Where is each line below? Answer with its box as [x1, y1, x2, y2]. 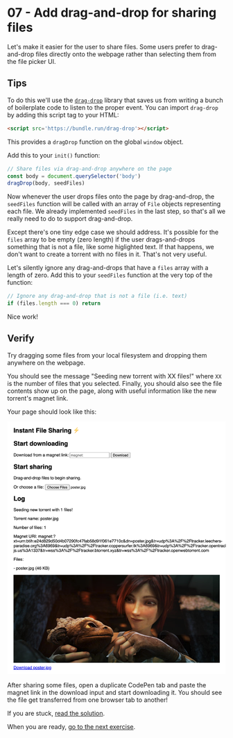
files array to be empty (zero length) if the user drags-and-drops [7, 235, 196, 244]
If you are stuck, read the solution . [7, 709, 105, 717]
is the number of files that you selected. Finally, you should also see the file [7, 379, 223, 387]
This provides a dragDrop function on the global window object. [7, 137, 184, 146]
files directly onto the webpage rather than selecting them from [35, 50, 216, 58]
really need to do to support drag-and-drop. [7, 215, 133, 223]
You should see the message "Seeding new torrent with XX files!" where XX [7, 371, 222, 380]
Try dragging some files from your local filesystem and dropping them [7, 351, 207, 359]
